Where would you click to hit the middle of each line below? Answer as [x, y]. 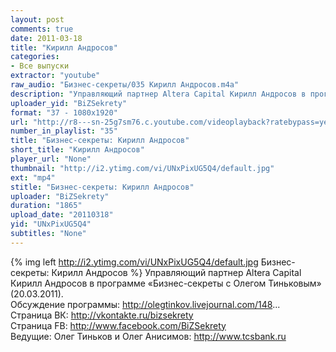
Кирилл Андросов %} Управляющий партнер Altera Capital [176, 272]
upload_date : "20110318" [62, 215]
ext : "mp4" [33, 177]
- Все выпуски [40, 66]
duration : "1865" [46, 206]
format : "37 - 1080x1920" [64, 112]
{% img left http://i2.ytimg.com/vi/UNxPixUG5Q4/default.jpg [134, 262]
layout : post [37, 19]
